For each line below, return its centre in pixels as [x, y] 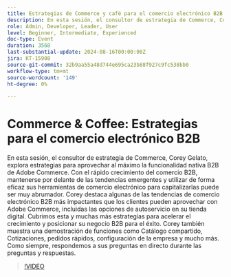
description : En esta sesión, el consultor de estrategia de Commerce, [112, 20]
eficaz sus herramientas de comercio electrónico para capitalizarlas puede [113, 187]
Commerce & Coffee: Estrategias [102, 124]
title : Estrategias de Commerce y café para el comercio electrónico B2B [115, 13]
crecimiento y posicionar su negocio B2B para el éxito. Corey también [106, 224]
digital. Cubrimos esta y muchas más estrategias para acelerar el [99, 216]
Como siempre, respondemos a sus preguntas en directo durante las [104, 246]
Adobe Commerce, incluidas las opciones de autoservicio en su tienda [107, 209]
